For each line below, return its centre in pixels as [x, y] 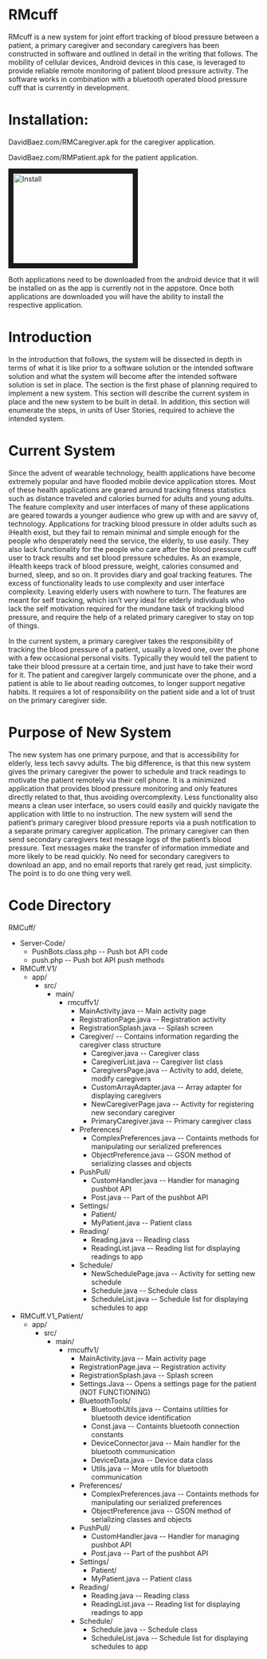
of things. [24, 625]
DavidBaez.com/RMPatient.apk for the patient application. [103, 157]
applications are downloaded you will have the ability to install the [116, 296]
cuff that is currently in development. [69, 87]
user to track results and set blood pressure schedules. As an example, [125, 558]
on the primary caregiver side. [58, 700]
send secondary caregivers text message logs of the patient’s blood [120, 839]
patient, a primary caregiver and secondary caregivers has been [114, 45]
